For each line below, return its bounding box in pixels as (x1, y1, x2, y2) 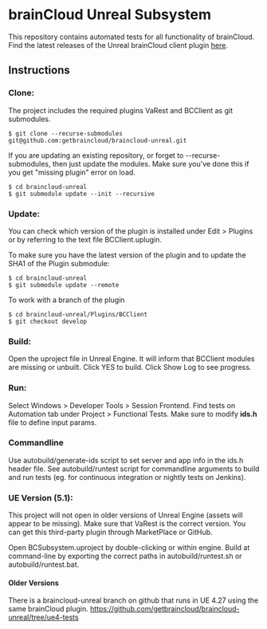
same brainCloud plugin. (8, 604, 89, 614)
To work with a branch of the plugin (8, 295, 125, 305)
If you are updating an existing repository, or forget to (8, 150, 184, 160)
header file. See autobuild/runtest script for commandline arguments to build (8, 464, 260, 474)
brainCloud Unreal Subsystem (8, 6, 212, 24)
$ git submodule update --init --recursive (8, 190, 155, 198)
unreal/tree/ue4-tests (8, 612, 79, 623)
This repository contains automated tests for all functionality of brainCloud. (8, 32, 255, 41)
